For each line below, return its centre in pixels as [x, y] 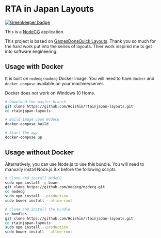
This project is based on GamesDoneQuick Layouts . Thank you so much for [80, 41]
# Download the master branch [36, 102]
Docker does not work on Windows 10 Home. [50, 93]
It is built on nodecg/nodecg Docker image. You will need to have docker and [80, 78]
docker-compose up [24, 137]
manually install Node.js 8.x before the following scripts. [61, 169]
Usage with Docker [34, 67]
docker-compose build [27, 124]
